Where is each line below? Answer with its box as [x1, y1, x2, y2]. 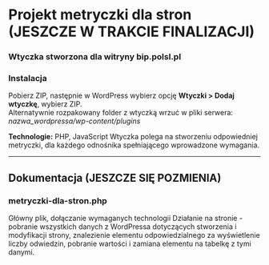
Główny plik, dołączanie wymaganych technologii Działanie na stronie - [8, 214, 243, 223]
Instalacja [8, 73, 47, 84]
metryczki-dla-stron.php [8, 195, 108, 206]
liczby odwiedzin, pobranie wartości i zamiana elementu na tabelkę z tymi [8, 239, 252, 249]
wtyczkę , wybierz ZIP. [8, 99, 82, 109]
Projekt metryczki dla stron [8, 6, 192, 24]
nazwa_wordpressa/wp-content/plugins [8, 116, 141, 126]
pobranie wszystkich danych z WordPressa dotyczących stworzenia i [8, 222, 237, 231]
